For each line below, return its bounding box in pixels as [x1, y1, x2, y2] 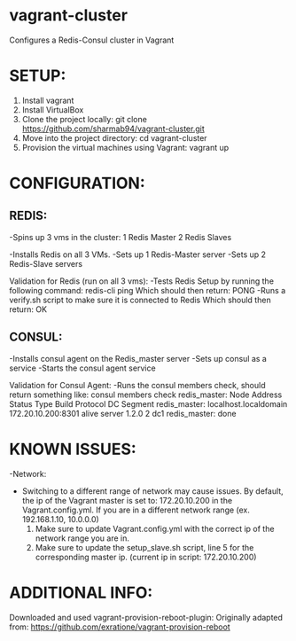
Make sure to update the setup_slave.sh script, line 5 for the [35, 542, 254, 552]
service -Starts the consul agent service [9, 363, 157, 373]
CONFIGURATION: [9, 174, 146, 193]
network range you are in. [35, 533, 130, 543]
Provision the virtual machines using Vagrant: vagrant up [21, 142, 230, 152]
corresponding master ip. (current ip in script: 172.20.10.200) [35, 551, 257, 562]
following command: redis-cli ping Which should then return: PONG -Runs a [9, 285, 286, 295]
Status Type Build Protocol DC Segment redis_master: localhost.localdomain [9, 398, 288, 409]
